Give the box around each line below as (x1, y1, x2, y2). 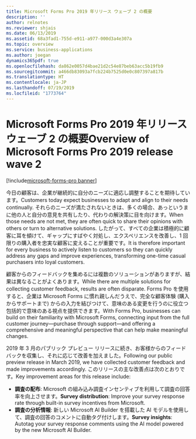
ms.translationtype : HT (6, 74, 64, 80)
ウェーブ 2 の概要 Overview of (6, 132, 150, 146)
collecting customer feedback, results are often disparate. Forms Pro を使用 (6, 285, 189, 292)
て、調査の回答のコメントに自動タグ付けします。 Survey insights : (14, 413, 173, 420)
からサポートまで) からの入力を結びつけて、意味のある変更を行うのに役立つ (6, 300, 189, 307)
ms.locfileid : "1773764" (6, 90, 67, 96)
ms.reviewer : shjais (6, 25, 57, 31)
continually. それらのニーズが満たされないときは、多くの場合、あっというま (6, 204, 189, 211)
